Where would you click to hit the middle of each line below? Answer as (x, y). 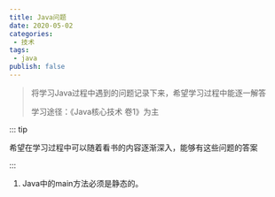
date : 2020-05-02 (41, 26)
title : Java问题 (38, 17)
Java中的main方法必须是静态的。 (82, 183)
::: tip (19, 129)
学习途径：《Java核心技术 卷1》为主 (95, 111)
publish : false (37, 67)
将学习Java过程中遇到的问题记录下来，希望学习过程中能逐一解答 (149, 93)
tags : (19, 50)
